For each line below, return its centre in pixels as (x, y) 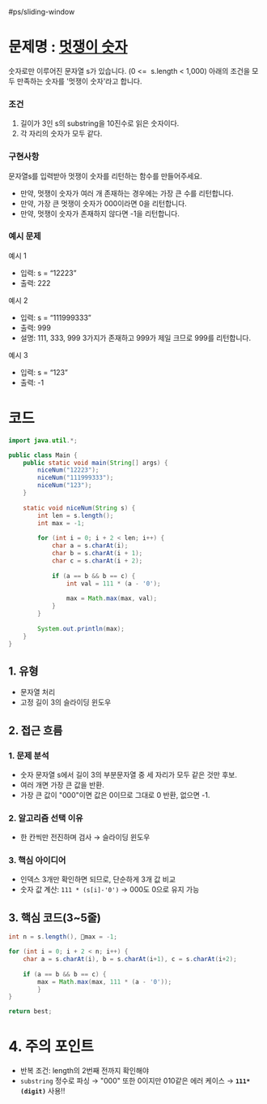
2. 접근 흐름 (36, 730)
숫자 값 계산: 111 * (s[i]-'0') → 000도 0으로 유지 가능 (110, 890)
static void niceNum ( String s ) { (79, 508)
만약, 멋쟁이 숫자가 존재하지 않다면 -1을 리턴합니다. (100, 213)
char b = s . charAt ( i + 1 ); (97, 554)
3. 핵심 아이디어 (37, 860)
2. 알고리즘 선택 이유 (46, 817)
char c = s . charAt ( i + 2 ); (97, 561)
